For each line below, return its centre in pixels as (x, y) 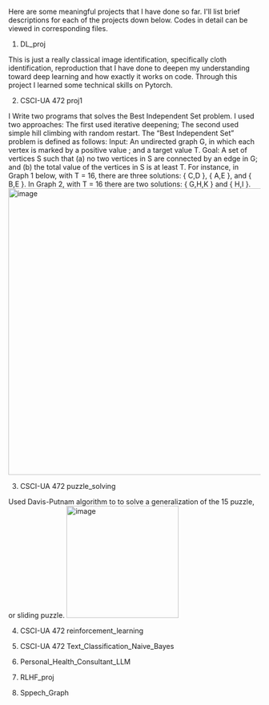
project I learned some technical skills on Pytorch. (91, 85)
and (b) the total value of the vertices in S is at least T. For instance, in (123, 167)
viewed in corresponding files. (58, 28)
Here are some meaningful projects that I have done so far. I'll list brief (124, 12)
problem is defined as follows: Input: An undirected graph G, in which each (131, 142)
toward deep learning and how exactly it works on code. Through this (123, 76)
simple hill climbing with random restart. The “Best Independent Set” (121, 133)
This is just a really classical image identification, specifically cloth (117, 60)
